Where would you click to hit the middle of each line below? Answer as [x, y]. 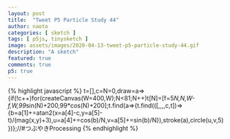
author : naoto [28, 26]
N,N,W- [185, 98]
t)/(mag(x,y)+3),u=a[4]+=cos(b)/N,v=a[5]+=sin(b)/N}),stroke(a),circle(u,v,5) [116, 120]
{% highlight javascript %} [45, 91]
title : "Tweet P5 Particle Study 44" [63, 20]
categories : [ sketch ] [42, 33]
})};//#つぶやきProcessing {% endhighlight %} [73, 128]
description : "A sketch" [43, 52]
